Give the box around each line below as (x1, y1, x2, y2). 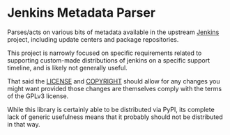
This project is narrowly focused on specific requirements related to (7, 49, 202, 57)
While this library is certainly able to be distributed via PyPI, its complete (7, 105, 215, 113)
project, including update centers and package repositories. (7, 35, 179, 43)
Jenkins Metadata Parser (7, 5, 155, 21)
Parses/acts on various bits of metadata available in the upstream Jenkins (7, 28, 220, 36)
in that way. (7, 120, 40, 128)
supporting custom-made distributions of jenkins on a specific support (7, 56, 210, 64)
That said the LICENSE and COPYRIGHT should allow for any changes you (7, 77, 220, 85)
